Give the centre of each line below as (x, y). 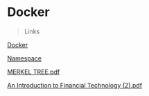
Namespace (24, 58)
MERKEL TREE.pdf (34, 72)
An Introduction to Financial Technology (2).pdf (75, 85)
